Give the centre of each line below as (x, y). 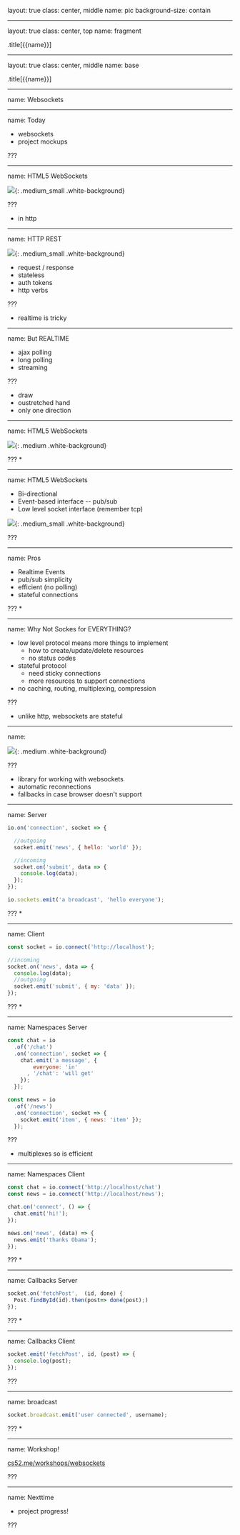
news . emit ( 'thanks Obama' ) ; (56, 1240)
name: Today (26, 120)
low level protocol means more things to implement (93, 643)
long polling (35, 360)
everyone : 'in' (56, 1067)
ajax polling (35, 352)
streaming (32, 367)
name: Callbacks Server (42, 1281)
